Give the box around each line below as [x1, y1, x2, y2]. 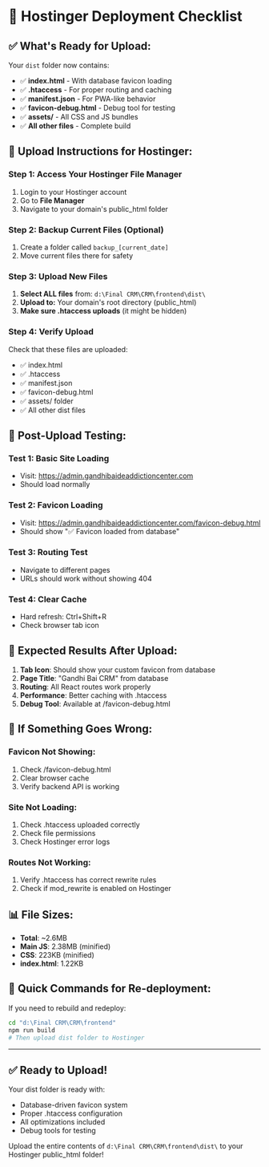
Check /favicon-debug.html [19, 764, 111, 774]
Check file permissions [19, 828, 96, 837]
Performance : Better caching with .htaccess [19, 690, 167, 700]
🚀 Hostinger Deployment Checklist [8, 7, 243, 26]
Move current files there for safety [19, 250, 134, 260]
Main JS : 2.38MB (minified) [19, 942, 111, 951]
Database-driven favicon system [19, 1100, 128, 1110]
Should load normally [19, 480, 90, 489]
